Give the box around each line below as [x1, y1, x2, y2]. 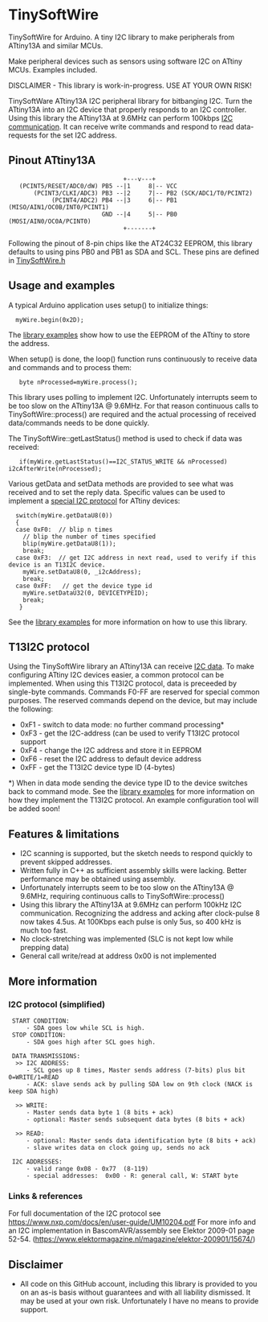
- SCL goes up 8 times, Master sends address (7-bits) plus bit [26, 1066, 246, 1074]
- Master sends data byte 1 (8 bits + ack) [26, 1108, 174, 1116]
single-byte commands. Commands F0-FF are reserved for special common [8, 687, 260, 697]
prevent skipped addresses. [19, 857, 112, 867]
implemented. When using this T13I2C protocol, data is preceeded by [8, 678, 238, 689]
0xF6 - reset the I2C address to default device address [19, 754, 202, 764]
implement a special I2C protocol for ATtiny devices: [8, 496, 181, 505]
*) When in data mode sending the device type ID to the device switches [8, 778, 248, 788]
